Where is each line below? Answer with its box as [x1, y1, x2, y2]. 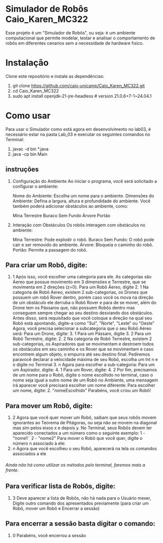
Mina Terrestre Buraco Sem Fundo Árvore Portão [12, 213, 111, 218]
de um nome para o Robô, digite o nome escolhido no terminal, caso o [12, 372, 153, 378]
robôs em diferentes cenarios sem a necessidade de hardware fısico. [5, 40, 144, 46]
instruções [5, 165, 39, 174]
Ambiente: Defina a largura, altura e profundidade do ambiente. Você [12, 198, 151, 204]
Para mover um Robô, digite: [5, 401, 93, 410]
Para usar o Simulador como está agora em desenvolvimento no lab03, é [5, 126, 151, 132]
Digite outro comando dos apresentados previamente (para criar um [12, 500, 149, 506]
